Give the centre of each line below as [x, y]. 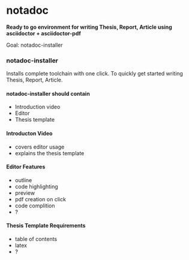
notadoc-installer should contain [48, 93]
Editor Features [26, 167]
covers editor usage [40, 147]
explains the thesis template [49, 153]
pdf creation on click [40, 199]
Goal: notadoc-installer [34, 45]
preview [25, 193]
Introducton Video [29, 134]
